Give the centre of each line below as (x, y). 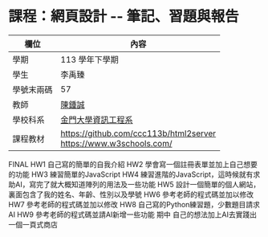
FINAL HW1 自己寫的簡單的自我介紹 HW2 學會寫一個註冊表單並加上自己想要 (133, 164)
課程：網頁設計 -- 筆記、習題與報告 (124, 16)
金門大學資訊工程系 (97, 120)
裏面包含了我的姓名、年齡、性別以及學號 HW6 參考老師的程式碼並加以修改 (131, 194)
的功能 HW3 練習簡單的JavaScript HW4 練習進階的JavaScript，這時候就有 (131, 174)
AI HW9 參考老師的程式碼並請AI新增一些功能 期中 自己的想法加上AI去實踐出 (132, 215)
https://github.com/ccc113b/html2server (138, 133)
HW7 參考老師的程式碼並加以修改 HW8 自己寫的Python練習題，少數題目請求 (134, 204)
